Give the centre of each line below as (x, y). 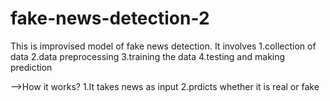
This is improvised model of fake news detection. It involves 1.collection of (163, 46)
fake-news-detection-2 (110, 18)
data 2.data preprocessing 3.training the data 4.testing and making (148, 56)
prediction (31, 67)
